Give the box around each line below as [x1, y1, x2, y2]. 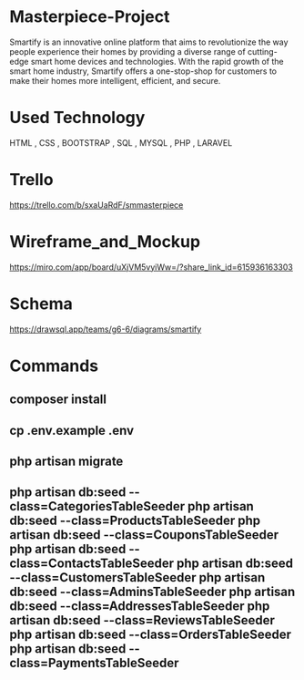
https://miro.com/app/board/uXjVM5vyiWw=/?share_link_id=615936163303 [9, 262, 293, 273]
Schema [9, 294, 73, 314]
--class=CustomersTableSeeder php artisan [9, 570, 266, 585]
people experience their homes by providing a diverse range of [9, 46, 246, 57]
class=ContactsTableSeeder [9, 556, 175, 572]
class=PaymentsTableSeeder [9, 655, 179, 671]
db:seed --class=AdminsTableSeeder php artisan [9, 584, 296, 600]
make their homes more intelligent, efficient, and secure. [9, 75, 221, 86]
